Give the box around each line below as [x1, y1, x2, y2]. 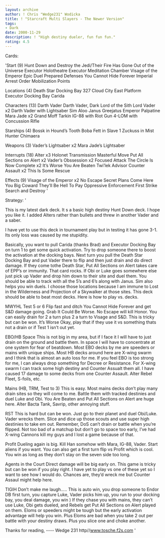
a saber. [5, 217, 22, 223]
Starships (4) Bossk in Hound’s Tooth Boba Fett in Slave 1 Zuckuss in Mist [5, 128, 154, 134]
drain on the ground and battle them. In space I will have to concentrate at [5, 339, 155, 345]
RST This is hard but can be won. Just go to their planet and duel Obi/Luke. [5, 410, 158, 416]
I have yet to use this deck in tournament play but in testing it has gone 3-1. [5, 227, 158, 233]
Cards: [5, 53, 19, 59]
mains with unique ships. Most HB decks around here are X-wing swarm [5, 349, 152, 355]
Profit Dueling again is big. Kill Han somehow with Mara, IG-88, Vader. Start [5, 441, 158, 447]
